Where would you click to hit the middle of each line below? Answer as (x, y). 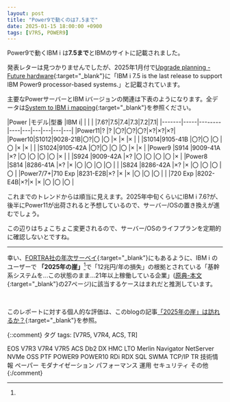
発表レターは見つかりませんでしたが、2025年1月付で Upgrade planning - (109, 67)
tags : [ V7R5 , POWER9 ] (38, 33)
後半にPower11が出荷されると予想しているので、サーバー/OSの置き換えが (111, 205)
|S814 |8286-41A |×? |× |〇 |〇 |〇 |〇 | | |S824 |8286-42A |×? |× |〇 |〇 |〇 (113, 165)
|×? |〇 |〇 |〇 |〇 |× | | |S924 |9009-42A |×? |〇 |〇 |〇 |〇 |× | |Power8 (107, 156)
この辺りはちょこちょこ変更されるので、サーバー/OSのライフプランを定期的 (114, 228)
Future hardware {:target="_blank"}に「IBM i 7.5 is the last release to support (115, 76)
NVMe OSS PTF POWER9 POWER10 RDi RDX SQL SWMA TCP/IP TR (103, 356)
